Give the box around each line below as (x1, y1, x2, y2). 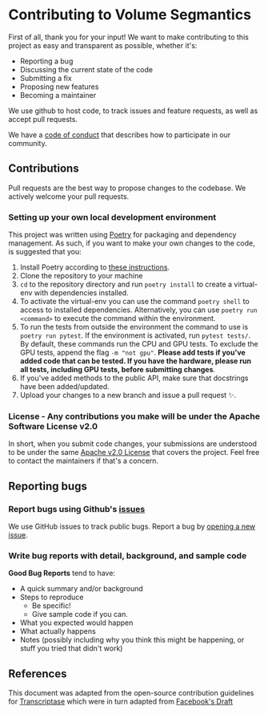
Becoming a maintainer (19, 90, 97, 99)
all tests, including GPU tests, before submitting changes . (19, 365, 216, 375)
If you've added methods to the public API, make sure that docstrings (19, 373, 249, 383)
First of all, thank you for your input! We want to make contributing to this (8, 32, 250, 42)
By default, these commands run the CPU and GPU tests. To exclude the (19, 339, 258, 349)
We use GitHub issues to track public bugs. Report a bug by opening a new (8, 521, 256, 531)
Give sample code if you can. (31, 610, 128, 619)
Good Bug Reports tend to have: (8, 568, 116, 578)
